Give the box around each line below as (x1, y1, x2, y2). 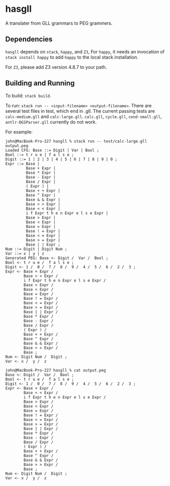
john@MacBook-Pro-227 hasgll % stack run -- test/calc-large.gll (5, 139, 147, 144)
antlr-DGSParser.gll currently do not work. (5, 119, 97, 125)
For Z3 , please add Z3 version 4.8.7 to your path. (5, 64, 107, 70)
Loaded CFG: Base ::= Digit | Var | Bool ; (5, 147, 100, 153)
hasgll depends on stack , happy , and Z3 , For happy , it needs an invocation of (5, 48, 165, 54)
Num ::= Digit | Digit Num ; (5, 246, 67, 251)
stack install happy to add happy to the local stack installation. (5, 54, 139, 60)
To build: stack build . (5, 92, 52, 99)
